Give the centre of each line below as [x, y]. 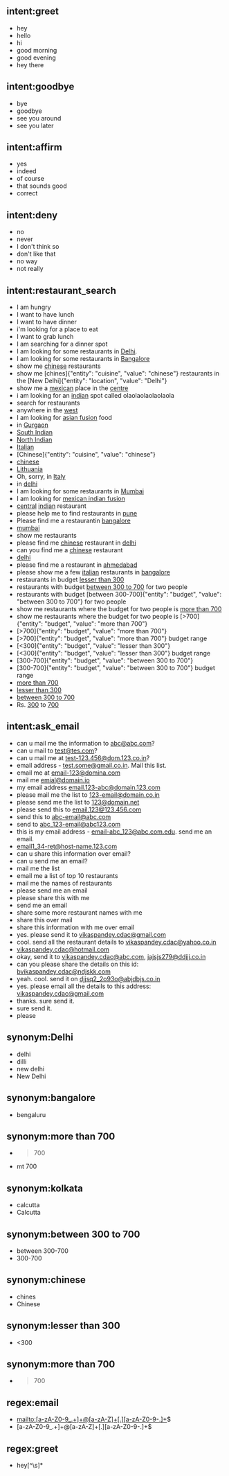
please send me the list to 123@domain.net [78, 802]
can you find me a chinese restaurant [70, 550]
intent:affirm [35, 147]
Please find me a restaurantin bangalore [73, 521]
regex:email [33, 1403]
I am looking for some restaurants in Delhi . [77, 351]
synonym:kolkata [45, 1188]
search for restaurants [48, 403]
